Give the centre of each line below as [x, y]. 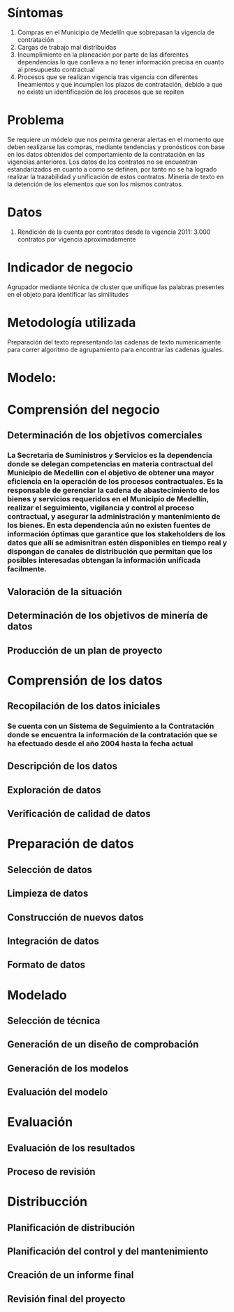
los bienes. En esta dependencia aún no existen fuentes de [109, 525]
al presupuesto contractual [56, 69]
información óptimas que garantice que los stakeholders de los [116, 534]
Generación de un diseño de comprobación [103, 1045]
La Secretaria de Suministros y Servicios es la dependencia [110, 455]
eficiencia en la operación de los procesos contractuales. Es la [115, 482]
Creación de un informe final [71, 1275]
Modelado [37, 995]
